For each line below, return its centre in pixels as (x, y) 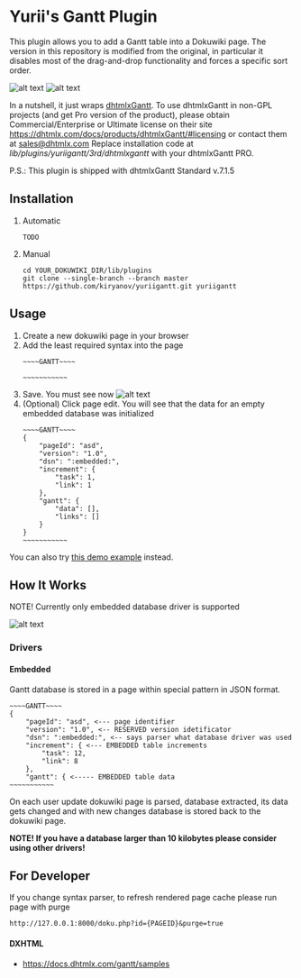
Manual (36, 253)
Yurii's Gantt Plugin (83, 17)
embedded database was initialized (88, 413)
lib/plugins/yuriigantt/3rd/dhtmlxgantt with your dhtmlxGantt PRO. (132, 153)
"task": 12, (64, 753)
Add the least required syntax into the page (103, 345)
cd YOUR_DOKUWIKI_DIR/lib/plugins (87, 270)
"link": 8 (60, 761)
